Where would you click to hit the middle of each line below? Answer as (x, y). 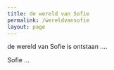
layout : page (26, 27)
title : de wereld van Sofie (49, 14)
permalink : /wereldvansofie (49, 20)
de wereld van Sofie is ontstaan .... (57, 47)
